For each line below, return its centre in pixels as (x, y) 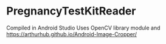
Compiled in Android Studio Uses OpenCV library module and (83, 28)
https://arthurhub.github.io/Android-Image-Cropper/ (72, 34)
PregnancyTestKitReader (71, 11)
